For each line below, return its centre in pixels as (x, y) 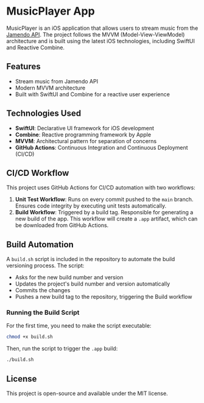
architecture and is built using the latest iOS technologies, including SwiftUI (100, 41)
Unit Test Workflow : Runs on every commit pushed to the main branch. (104, 200)
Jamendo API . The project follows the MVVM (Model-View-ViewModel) (96, 34)
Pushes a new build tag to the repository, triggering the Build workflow (104, 297)
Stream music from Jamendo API (57, 81)
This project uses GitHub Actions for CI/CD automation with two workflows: (101, 187)
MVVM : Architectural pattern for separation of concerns (86, 141)
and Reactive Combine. (36, 47)
